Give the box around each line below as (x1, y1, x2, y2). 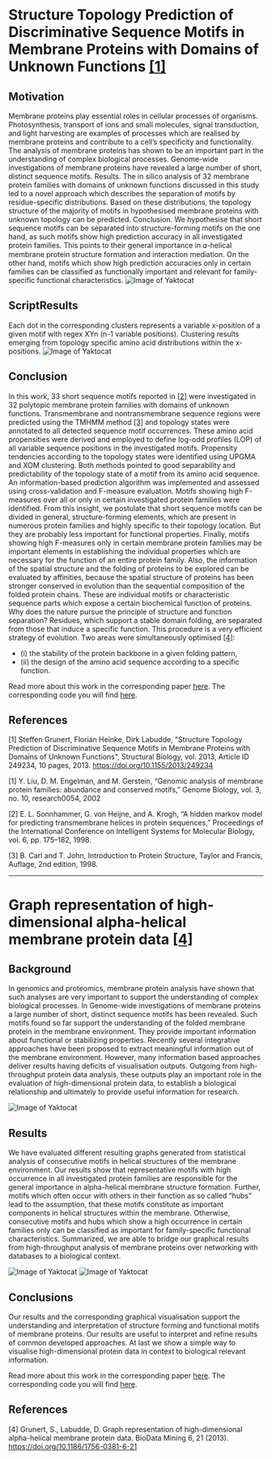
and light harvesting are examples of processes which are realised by (8, 128, 240, 138)
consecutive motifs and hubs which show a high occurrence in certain (8, 1217, 243, 1226)
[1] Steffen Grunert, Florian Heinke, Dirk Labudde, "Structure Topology (8, 735, 243, 745)
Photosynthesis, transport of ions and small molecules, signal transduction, (8, 120, 259, 129)
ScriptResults (8, 298, 79, 313)
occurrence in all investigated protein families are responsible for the (8, 1174, 238, 1183)
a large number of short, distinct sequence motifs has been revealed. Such (8, 1010, 257, 1019)
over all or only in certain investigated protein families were (43, 495, 240, 504)
